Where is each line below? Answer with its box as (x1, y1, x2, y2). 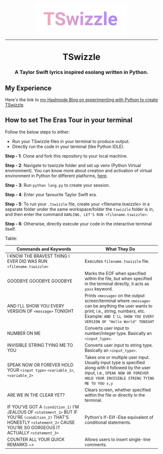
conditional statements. (84, 419, 131, 425)
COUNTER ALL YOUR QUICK (7, 436, 65, 442)
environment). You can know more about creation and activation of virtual (5, 167, 152, 173)
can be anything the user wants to (84, 303, 153, 309)
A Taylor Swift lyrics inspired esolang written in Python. (14, 69, 149, 76)
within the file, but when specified (84, 275, 152, 281)
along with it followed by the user (84, 364, 151, 370)
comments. (84, 442, 107, 448)
